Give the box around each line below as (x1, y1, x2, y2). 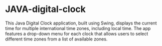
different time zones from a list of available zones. (5, 36, 108, 42)
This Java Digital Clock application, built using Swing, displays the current (5, 20, 157, 26)
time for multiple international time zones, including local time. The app (5, 25, 151, 31)
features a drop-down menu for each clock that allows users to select (5, 30, 149, 36)
